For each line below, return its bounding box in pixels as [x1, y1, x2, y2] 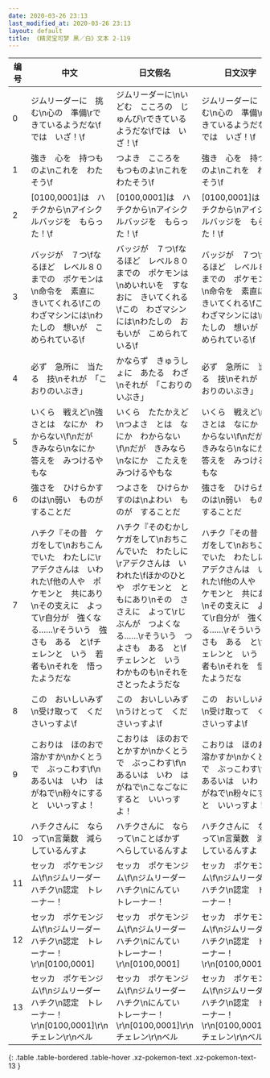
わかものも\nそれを [116, 667, 189, 678]
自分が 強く [44, 612, 94, 623]
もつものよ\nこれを [116, 164, 189, 176]
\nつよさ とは [116, 418, 173, 430]
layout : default [8, 27, 63, 35]
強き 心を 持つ [31, 152, 96, 164]
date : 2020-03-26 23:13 [8, 11, 88, 20]
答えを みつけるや [31, 455, 104, 466]
